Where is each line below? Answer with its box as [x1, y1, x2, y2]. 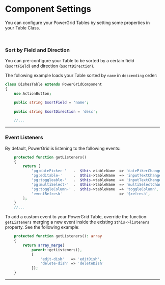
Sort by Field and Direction [5, 47, 70, 53]
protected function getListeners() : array [14, 234, 102, 239]
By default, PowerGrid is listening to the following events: [5, 145, 121, 151]
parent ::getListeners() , [31, 247, 82, 252]
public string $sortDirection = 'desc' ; [14, 109, 98, 114]
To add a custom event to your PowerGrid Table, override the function [5, 214, 146, 220]
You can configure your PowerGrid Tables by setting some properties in [5, 20, 150, 26]
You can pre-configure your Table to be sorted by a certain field [5, 58, 135, 64]
